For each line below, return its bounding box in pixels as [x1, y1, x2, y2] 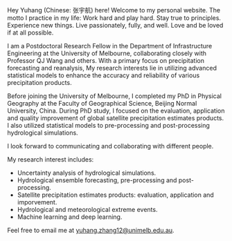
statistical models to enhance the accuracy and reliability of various [7, 71, 200, 79]
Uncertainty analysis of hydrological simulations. [17, 168, 157, 177]
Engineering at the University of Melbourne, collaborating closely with [7, 49, 206, 57]
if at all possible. [7, 28, 54, 37]
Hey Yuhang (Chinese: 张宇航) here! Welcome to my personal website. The [7, 6, 220, 14]
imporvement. [17, 198, 57, 206]
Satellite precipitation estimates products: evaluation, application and [17, 191, 215, 199]
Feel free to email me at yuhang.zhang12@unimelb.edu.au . [7, 226, 175, 234]
